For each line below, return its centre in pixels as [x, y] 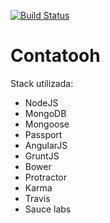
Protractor [45, 177]
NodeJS [41, 102]
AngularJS [46, 145]
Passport [43, 134]
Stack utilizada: [42, 83]
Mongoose [47, 124]
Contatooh [55, 56]
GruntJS [42, 156]
